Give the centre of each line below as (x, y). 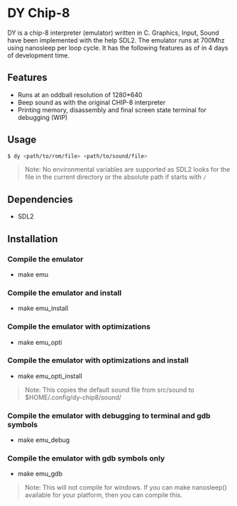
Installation (33, 239)
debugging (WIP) (43, 117)
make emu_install (43, 308)
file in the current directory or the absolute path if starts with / (116, 177)
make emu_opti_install (50, 376)
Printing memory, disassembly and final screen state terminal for (112, 110)
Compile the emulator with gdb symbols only (86, 458)
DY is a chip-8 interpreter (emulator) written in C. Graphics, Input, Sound (113, 33)
